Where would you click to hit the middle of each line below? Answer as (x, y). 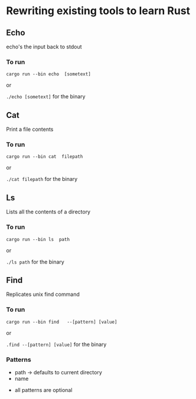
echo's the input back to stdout (44, 47)
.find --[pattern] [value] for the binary (56, 344)
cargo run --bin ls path (38, 239)
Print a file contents (30, 129)
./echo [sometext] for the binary (46, 97)
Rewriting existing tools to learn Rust (98, 11)
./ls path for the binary (35, 262)
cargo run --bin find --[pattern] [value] (62, 322)
